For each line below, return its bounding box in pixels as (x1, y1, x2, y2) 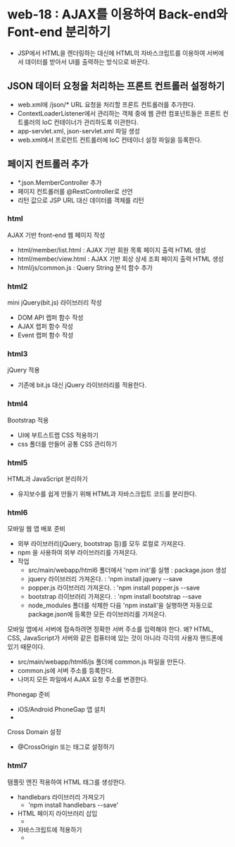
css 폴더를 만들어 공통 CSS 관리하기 (17, 439, 118, 448)
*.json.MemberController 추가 (17, 178, 102, 187)
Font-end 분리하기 (7, 24, 111, 40)
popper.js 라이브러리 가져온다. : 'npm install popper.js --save (27, 583, 201, 592)
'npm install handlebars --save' (27, 800, 119, 809)
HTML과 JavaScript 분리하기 (7, 475, 88, 483)
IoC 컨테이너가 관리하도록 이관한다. (42, 118, 139, 126)
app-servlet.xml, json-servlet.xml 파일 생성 (17, 126, 141, 135)
